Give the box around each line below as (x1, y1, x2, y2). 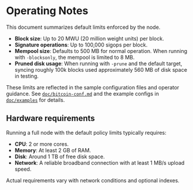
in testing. (14, 72, 39, 79)
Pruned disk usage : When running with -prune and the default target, (14, 60, 182, 67)
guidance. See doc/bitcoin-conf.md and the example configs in (6, 90, 160, 97)
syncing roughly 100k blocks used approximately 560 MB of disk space (14, 66, 188, 73)
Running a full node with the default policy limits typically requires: (6, 129, 167, 136)
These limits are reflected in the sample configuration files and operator (6, 84, 180, 91)
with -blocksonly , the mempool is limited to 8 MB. (14, 54, 135, 61)
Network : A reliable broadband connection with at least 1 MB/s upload (14, 159, 185, 166)
